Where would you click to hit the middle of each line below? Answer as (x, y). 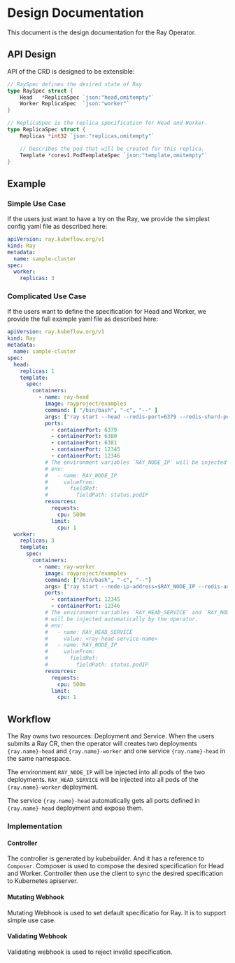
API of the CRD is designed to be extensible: (71, 71)
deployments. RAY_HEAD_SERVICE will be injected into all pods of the (103, 780)
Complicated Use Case (47, 296)
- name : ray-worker (67, 566)
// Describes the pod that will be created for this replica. (112, 149)
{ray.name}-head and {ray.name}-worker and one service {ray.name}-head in (116, 751)
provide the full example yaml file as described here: (83, 319)
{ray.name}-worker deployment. (53, 787)
